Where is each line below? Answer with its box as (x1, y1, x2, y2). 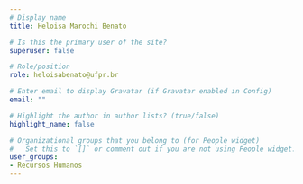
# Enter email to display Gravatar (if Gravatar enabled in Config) (9, 87, 272, 96)
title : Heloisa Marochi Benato (9, 22, 127, 31)
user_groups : (9, 153, 59, 162)
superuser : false (9, 46, 75, 55)
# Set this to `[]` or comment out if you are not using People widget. (9, 145, 297, 153)
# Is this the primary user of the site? (9, 38, 168, 47)
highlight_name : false (9, 119, 95, 128)
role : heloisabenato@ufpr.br (9, 71, 119, 80)
